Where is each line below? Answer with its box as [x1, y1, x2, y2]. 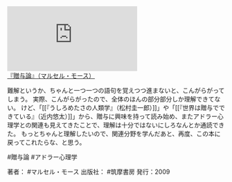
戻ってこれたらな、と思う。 [7, 138, 86, 146]
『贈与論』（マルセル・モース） [7, 72, 96, 80]
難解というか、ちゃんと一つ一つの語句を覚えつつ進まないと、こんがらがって [7, 87, 225, 94]
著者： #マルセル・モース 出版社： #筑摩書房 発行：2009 [7, 167, 170, 176]
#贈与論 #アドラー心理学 [7, 153, 78, 161]
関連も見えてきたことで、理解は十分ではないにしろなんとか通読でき [30, 121, 225, 129]
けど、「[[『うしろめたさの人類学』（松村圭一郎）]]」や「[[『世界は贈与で [20, 104, 220, 111]
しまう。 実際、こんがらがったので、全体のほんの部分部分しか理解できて [7, 95, 215, 103]
